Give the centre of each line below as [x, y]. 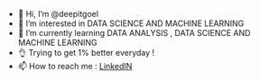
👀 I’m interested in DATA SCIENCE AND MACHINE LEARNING [131, 23]
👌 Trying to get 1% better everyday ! [86, 53]
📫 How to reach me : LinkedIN [75, 66]
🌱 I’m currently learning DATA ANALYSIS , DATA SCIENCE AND [134, 33]
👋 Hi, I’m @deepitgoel [58, 14]
